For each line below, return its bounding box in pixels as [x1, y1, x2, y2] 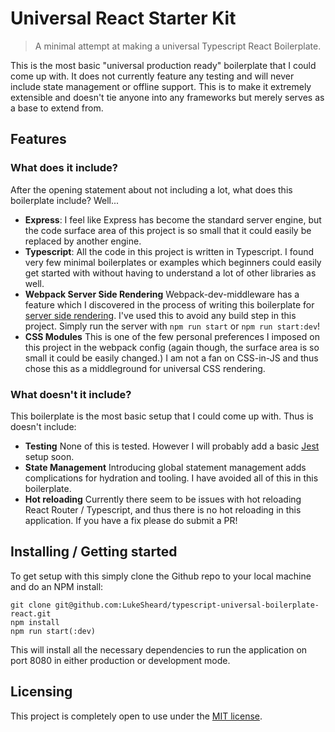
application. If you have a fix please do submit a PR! [24, 514, 238, 526]
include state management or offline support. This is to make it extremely [10, 80, 312, 92]
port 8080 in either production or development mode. [10, 654, 231, 666]
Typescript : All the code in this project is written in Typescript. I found [24, 245, 315, 257]
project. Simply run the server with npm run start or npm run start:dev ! [24, 320, 321, 332]
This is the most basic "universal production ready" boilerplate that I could [10, 59, 317, 71]
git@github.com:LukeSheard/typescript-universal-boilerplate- [54, 600, 320, 610]
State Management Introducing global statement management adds [24, 461, 307, 473]
